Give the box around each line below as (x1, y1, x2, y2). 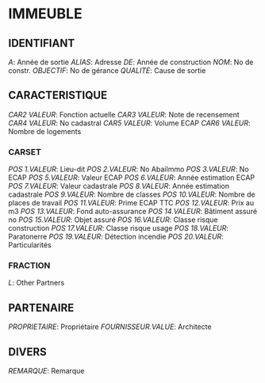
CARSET (8, 146, 42, 157)
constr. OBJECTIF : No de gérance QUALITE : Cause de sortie (8, 66, 206, 75)
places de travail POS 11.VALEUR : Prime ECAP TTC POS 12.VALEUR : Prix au (8, 198, 255, 208)
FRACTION (8, 260, 51, 271)
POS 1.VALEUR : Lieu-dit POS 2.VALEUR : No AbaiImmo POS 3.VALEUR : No (8, 164, 249, 174)
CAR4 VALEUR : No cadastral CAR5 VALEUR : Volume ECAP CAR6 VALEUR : (8, 118, 252, 128)
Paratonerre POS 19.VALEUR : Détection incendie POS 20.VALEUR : (8, 232, 224, 242)
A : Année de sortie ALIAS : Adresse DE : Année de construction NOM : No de (8, 57, 254, 67)
